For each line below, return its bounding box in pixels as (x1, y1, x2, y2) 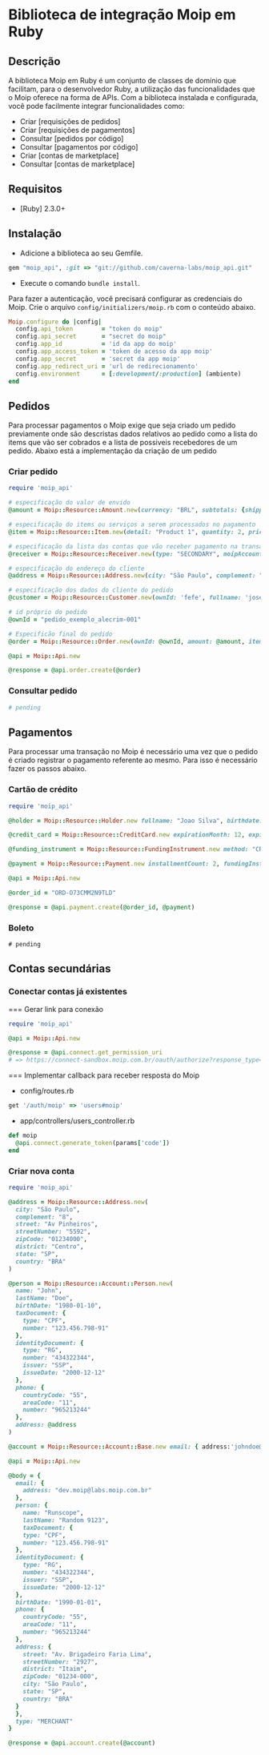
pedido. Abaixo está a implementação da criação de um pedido (8, 446, 218, 456)
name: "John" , (15, 1287, 62, 1295)
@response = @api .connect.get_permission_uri (8, 1049, 163, 1057)
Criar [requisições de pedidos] (19, 117, 121, 126)
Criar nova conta (8, 1165, 74, 1176)
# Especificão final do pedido (8, 630, 113, 638)
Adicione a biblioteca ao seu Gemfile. (19, 248, 143, 258)
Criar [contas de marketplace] (19, 151, 119, 160)
